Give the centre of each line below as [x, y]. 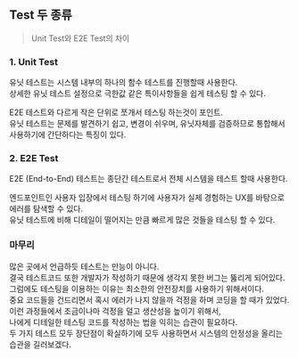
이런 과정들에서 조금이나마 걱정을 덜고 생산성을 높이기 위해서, [115, 311]
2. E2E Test [34, 159]
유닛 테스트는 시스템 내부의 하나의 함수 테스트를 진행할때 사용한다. [124, 83]
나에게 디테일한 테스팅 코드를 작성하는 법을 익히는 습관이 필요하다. [124, 321]
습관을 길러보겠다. [41, 344]
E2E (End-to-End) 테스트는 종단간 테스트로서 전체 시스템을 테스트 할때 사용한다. [149, 179]
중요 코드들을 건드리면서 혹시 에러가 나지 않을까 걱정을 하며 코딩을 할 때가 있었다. [149, 299]
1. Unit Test [33, 61]
